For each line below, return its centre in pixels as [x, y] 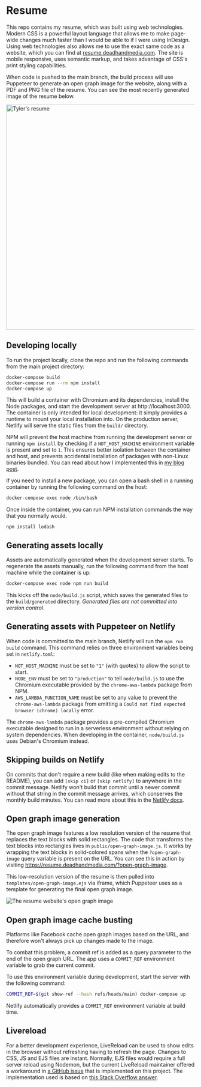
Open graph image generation [63, 818]
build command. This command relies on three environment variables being [100, 647]
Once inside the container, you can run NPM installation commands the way [100, 510]
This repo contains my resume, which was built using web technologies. [95, 27]
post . [13, 469]
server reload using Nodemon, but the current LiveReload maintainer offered [100, 1064]
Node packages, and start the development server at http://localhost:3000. [99, 407]
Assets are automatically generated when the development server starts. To [100, 560]
